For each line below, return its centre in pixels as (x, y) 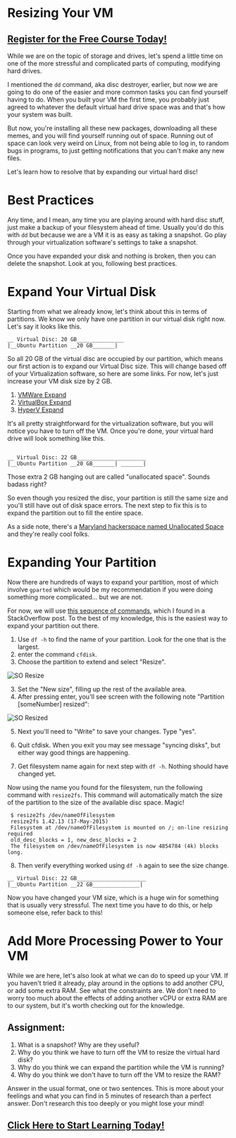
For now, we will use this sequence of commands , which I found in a (106, 611)
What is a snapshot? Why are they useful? (78, 1044)
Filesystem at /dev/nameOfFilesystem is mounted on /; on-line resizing (119, 827)
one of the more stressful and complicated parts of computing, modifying (114, 63)
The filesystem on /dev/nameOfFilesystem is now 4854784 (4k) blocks (114, 846)
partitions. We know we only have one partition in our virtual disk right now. (117, 319)
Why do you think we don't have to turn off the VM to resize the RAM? (119, 1075)
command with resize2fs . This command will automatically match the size (115, 795)
